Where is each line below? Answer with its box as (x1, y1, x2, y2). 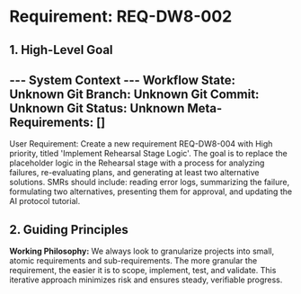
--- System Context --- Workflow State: (9, 72, 236, 87)
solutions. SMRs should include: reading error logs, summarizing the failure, (9, 177, 290, 188)
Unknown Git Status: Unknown (9, 101, 185, 116)
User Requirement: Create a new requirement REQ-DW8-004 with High (9, 138, 273, 149)
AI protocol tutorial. (9, 196, 81, 207)
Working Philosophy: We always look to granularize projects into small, (9, 245, 275, 257)
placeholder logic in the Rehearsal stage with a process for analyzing (9, 157, 265, 168)
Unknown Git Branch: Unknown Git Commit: (9, 86, 260, 102)
